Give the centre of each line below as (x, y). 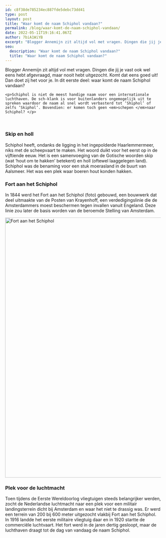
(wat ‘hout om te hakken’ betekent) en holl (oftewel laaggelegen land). (76, 161)
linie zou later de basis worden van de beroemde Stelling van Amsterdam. (80, 211)
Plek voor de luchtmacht (35, 487)
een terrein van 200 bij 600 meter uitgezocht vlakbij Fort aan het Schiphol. (81, 514)
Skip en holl (19, 134)
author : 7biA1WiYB (24, 38)
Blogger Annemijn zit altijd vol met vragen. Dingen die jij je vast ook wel (78, 70)
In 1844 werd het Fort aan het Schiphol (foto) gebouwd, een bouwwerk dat (81, 195)
